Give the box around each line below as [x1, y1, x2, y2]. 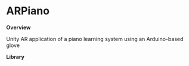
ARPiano [6, 4, 49, 18]
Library [6, 53, 25, 60]
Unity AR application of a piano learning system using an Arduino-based [6, 35, 184, 42]
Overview [6, 24, 31, 31]
